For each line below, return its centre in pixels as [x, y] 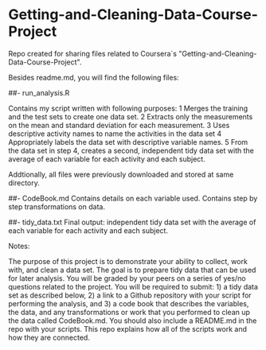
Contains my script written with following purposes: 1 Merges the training [128, 108]
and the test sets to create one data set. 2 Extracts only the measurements [131, 116]
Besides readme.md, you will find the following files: [94, 77]
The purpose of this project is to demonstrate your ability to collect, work [128, 261]
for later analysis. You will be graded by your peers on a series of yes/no [127, 278]
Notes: [19, 246]
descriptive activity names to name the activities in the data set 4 [115, 134]
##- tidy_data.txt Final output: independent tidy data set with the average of [132, 222]
